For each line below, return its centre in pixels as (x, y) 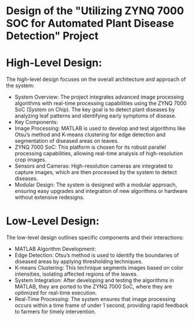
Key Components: (36, 122)
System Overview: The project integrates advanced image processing (99, 97)
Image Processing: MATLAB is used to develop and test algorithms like (100, 129)
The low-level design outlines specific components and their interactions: (95, 238)
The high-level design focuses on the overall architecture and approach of (96, 79)
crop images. (31, 160)
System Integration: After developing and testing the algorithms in (94, 280)
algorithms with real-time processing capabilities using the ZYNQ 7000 (101, 103)
